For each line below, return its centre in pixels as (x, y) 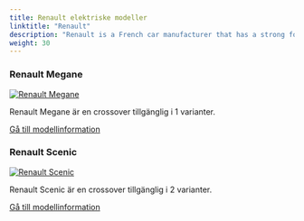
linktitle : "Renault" (50, 26)
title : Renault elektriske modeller (78, 18)
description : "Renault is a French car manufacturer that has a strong (147, 34)
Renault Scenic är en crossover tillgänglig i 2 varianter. (111, 189)
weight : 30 (30, 43)
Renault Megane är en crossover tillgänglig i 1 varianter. (112, 111)
